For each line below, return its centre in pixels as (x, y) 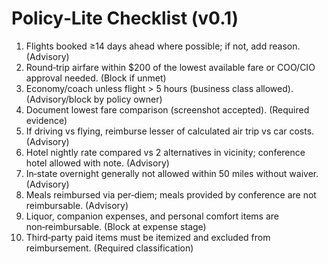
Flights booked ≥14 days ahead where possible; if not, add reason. (163, 46)
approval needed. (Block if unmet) (96, 78)
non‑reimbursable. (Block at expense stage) (116, 226)
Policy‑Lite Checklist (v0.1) (125, 18)
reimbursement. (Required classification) (109, 248)
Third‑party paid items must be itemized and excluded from (148, 237)
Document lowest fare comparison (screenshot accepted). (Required (167, 109)
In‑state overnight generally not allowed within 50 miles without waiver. (172, 173)
